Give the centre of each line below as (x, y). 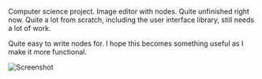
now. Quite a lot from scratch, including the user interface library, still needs (131, 20)
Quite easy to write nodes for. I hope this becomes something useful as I (126, 43)
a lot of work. (30, 28)
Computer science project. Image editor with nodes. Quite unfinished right (129, 11)
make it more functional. (47, 52)
